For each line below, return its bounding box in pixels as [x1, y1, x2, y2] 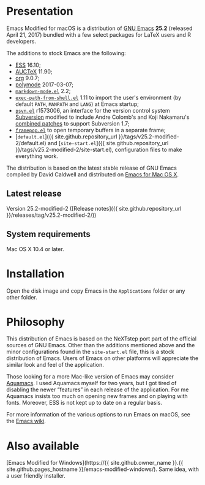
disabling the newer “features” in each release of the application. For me [6, 386, 189, 393]
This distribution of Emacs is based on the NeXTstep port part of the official [6, 335, 197, 342]
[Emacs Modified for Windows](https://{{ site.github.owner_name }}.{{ [6, 459, 184, 467]
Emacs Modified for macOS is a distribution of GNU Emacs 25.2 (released [6, 24, 193, 32]
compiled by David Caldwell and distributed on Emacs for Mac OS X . [6, 170, 179, 178]
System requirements [6, 229, 91, 239]
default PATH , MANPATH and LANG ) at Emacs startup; [15, 100, 140, 108]
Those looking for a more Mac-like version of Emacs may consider [6, 373, 174, 380]
